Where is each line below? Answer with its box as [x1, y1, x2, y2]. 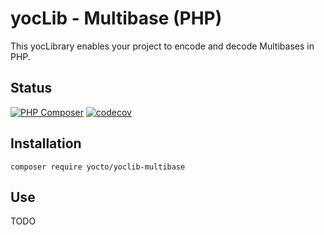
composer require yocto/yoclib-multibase [10, 162, 186, 172]
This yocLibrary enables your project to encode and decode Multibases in [10, 40, 315, 52]
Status [10, 80, 53, 97]
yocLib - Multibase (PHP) [10, 7, 223, 30]
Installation [10, 135, 82, 152]
